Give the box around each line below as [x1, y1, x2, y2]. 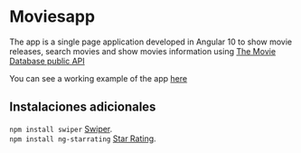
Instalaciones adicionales [9, 100, 156, 115]
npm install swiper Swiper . [9, 123, 113, 134]
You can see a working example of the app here [9, 72, 188, 83]
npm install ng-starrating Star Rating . [9, 133, 156, 144]
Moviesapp [9, 6, 96, 27]
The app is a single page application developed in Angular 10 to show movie [9, 36, 292, 47]
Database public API [9, 55, 86, 66]
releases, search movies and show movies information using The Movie [9, 45, 277, 56]
